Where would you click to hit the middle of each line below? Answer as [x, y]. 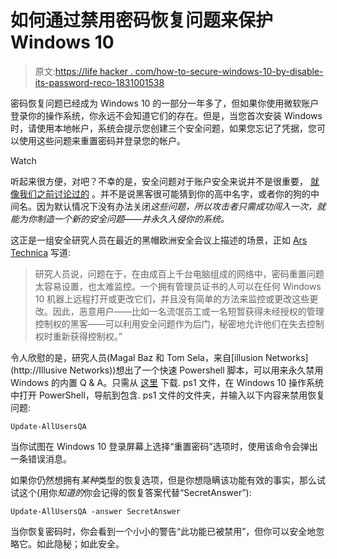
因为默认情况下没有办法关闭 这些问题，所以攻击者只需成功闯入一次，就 [181, 206]
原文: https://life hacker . [83, 71]
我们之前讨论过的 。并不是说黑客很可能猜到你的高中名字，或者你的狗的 [164, 193]
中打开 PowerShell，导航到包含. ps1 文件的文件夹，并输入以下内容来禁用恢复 [168, 395]
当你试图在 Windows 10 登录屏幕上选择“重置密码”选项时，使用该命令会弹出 [164, 446]
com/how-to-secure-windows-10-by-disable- [229, 71]
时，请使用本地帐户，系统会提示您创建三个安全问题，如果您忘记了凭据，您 [163, 128]
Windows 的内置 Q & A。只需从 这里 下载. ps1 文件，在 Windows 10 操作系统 [167, 382]
